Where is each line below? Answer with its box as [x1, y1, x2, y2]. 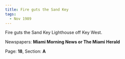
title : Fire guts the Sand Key [5, 7, 69, 12]
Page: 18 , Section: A [5, 48, 46, 54]
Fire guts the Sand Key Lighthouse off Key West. [5, 30, 103, 36]
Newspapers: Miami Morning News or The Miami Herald [5, 39, 121, 45]
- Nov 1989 [9, 16, 32, 21]
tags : [5, 12, 16, 17]
